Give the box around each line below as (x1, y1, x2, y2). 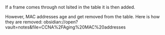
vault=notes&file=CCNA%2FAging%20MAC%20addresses (5, 24, 126, 30)
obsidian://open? (43, 19, 78, 25)
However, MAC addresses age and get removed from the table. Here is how (5, 14, 160, 19)
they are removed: (5, 19, 43, 25)
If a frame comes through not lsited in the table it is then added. (5, 4, 136, 10)
